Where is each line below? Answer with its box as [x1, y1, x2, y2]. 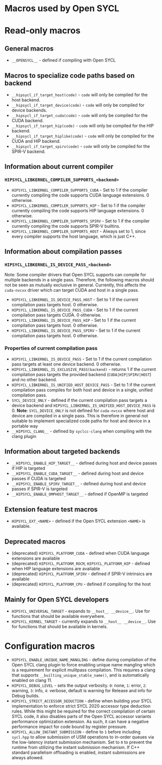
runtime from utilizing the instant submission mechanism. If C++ [11, 744, 140, 750]
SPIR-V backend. [11, 149, 46, 154]
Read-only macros [4, 25, 81, 36]
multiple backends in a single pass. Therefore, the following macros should [4, 277, 155, 283]
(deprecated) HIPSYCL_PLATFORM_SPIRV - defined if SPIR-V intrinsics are [11, 571, 152, 577]
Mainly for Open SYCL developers [4, 595, 109, 603]
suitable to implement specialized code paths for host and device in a [11, 418, 151, 424]
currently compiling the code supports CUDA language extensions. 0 [11, 192, 149, 198]
